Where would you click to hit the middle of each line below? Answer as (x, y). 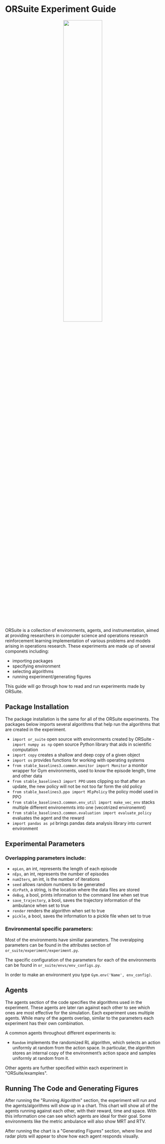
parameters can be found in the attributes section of (58, 945)
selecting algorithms (33, 671)
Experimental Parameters (45, 844)
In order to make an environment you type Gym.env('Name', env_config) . (79, 975)
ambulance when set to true (41, 906)
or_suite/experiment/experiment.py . (42, 950)
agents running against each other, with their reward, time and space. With (81, 1111)
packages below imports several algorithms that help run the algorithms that (82, 724)
